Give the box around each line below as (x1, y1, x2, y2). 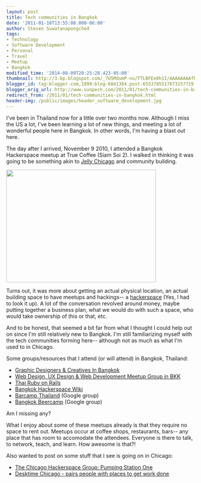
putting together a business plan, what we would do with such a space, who (6, 306, 194, 313)
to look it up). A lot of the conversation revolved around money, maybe (6, 300, 180, 307)
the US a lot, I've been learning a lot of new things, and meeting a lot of (6, 120, 182, 127)
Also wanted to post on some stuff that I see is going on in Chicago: (6, 452, 173, 459)
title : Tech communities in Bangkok (6, 14, 98, 20)
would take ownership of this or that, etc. (6, 312, 108, 320)
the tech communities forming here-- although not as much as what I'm (6, 336, 182, 344)
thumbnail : (6, 75, 33, 81)
